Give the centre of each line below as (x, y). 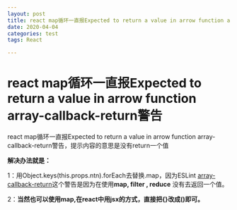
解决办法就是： (29, 161)
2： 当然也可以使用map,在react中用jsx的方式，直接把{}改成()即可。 (105, 199)
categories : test (33, 33)
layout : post (27, 14)
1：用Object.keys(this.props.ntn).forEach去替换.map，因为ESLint (102, 175)
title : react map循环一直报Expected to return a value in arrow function (116, 20)
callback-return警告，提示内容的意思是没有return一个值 (88, 146)
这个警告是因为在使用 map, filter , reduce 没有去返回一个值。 (140, 185)
